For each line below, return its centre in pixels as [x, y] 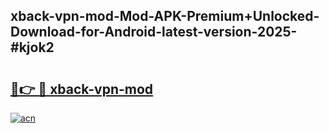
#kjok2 [32, 47]
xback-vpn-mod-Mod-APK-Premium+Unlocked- [165, 16]
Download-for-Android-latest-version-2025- [154, 32]
